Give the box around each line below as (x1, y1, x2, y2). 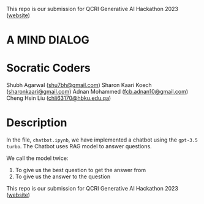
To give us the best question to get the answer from (15, 167, 146, 174)
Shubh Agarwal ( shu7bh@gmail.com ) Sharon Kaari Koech (6, 81, 152, 89)
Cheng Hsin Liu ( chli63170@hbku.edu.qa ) (6, 94, 111, 102)
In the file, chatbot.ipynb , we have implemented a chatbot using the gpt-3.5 (6, 136, 198, 143)
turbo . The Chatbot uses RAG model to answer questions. (6, 143, 152, 150)
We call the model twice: (6, 154, 69, 162)
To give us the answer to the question (15, 173, 111, 180)
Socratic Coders (6, 61, 91, 75)
